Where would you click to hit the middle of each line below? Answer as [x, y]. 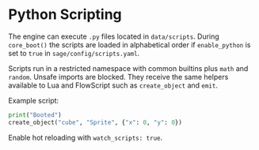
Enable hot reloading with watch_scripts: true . [86, 137]
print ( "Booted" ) [35, 115]
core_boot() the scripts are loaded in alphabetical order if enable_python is [129, 44]
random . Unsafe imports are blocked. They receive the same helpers [118, 77]
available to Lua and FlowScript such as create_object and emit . [113, 85]
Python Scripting [65, 15]
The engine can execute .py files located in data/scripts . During [114, 36]
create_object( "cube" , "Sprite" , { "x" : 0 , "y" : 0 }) [95, 122]
